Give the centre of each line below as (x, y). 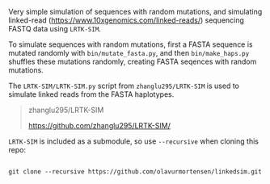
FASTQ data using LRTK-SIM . (55, 29)
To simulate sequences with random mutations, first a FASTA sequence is (131, 44)
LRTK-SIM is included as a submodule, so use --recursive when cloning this (133, 141)
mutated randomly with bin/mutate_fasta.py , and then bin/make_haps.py (129, 53)
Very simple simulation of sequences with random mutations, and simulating (135, 12)
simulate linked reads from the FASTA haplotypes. (91, 94)
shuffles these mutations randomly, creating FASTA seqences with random (133, 61)
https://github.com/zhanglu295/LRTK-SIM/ (99, 125)
